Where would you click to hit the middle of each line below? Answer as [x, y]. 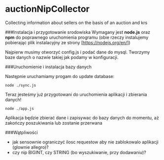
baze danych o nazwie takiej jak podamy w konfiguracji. [62, 57]
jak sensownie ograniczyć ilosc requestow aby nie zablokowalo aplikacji [85, 142]
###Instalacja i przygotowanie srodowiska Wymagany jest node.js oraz [78, 32]
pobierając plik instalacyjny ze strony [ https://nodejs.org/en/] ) [68, 42]
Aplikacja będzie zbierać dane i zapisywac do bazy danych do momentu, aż [82, 118]
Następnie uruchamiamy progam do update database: [60, 76]
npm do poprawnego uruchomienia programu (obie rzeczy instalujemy [77, 37]
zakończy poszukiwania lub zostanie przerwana [54, 123]
